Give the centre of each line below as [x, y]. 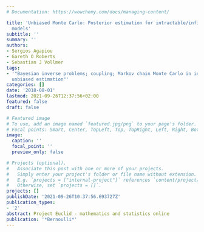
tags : [13, 68]
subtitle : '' [23, 34]
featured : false [27, 102]
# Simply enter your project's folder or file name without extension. [102, 174]
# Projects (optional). [36, 163]
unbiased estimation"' [40, 79]
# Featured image [28, 118]
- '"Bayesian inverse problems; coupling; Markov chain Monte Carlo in [99, 73]
